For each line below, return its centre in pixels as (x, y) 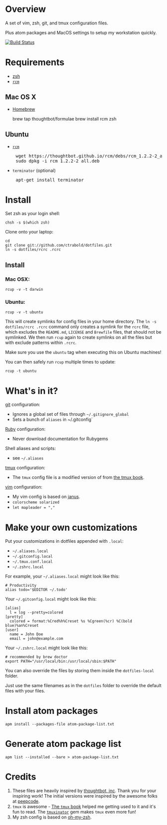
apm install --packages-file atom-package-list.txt (60, 724)
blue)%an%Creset (22, 626)
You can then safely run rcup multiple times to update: (60, 362)
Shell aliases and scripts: (31, 449)
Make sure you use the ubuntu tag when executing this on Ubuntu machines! (83, 353)
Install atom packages (52, 711)
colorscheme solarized (36, 502)
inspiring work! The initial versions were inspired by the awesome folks (85, 796)
